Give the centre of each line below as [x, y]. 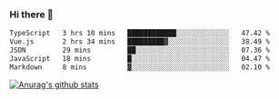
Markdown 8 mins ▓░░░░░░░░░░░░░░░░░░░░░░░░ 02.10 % [140, 67]
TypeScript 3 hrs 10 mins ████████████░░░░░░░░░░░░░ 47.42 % [140, 34]
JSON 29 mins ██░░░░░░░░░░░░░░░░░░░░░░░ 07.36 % [140, 50]
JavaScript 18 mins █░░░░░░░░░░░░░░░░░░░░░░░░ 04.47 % [140, 58]
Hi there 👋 [32, 15]
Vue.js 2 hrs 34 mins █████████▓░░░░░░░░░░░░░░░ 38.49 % [140, 42]
